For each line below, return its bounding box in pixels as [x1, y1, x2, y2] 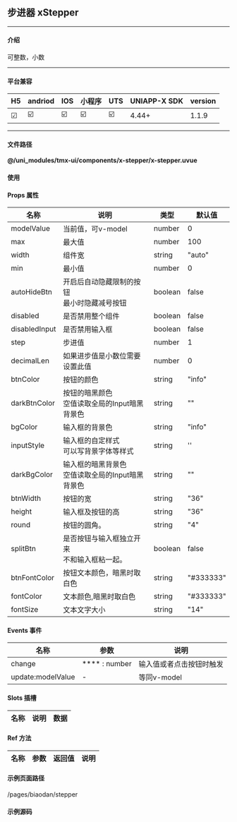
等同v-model [138, 672, 182, 682]
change [11, 659, 37, 669]
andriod [28, 96, 55, 106]
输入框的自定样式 [63, 436, 120, 446]
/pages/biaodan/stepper [7, 790, 78, 799]
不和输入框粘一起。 [63, 555, 127, 564]
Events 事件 [7, 626, 42, 634]
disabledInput [11, 324, 56, 334]
